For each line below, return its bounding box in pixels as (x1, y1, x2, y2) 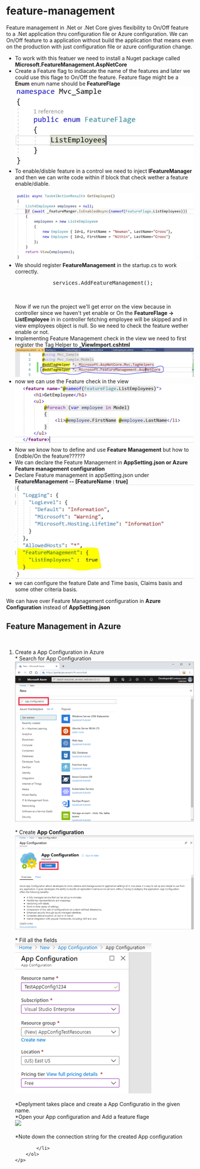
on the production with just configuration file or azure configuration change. (6, 43, 192, 50)
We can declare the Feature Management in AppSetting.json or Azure (14, 459, 188, 466)
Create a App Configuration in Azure (14, 648, 104, 656)
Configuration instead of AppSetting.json (6, 604, 110, 611)
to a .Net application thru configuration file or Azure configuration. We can (6, 30, 189, 37)
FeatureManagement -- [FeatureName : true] (14, 478, 129, 485)
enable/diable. (14, 180, 51, 187)
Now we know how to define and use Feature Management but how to (14, 446, 189, 454)
